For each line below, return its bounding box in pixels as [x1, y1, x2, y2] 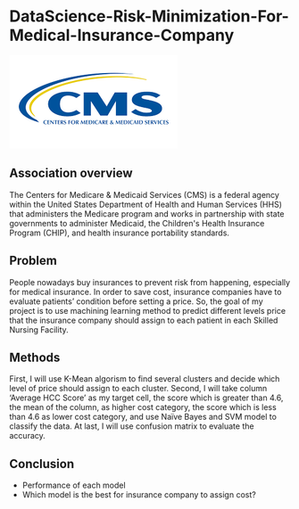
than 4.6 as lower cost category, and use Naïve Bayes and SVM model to [9, 412, 277, 423]
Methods [9, 349, 61, 365]
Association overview [9, 166, 133, 181]
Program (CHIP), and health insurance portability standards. [9, 227, 230, 238]
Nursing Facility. [9, 324, 69, 335]
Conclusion [9, 456, 75, 472]
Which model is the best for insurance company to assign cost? [21, 489, 256, 500]
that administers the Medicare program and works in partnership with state [9, 208, 285, 219]
